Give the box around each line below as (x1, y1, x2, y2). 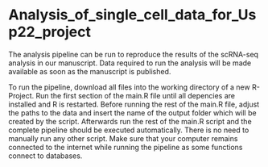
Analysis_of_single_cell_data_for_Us (8, 6, 257, 24)
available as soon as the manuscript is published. (8, 66, 171, 76)
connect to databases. (8, 151, 83, 161)
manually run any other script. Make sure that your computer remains (8, 133, 238, 143)
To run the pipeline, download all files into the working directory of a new (8, 82, 251, 92)
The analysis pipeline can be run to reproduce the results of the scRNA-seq (8, 49, 259, 59)
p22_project (8, 23, 91, 41)
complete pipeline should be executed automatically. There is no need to (8, 125, 249, 135)
